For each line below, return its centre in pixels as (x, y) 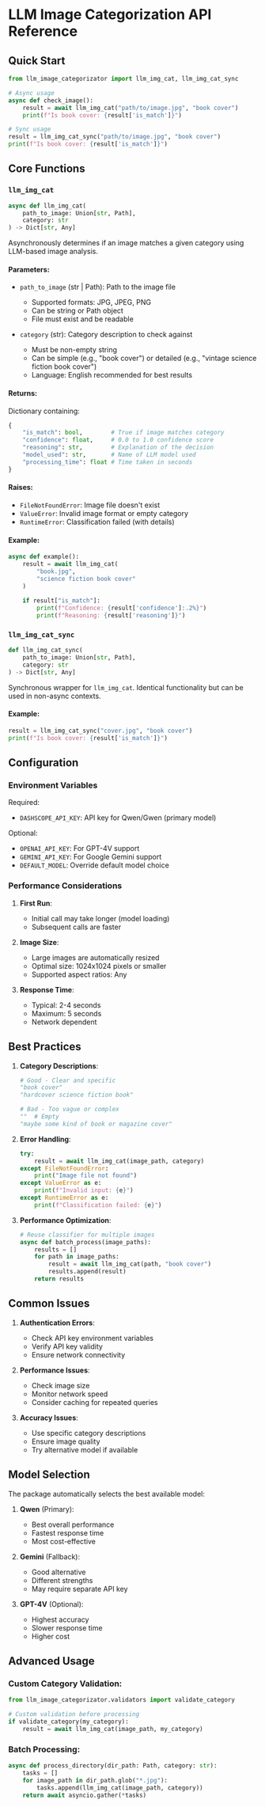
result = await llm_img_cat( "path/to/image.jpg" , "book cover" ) (131, 108)
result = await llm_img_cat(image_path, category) (119, 1161)
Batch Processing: (44, 1749)
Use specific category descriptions (89, 1433)
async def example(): (44, 557)
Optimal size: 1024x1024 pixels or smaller (99, 966)
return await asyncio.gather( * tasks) (85, 1795)
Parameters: (29, 269)
